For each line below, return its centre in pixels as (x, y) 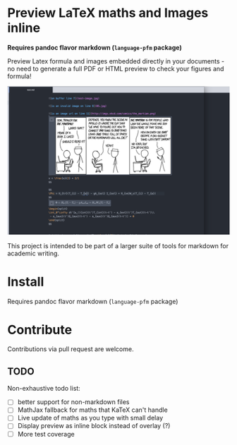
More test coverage (46, 434)
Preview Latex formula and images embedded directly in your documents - (116, 61)
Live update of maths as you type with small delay (90, 418)
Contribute (40, 330)
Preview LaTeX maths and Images (108, 13)
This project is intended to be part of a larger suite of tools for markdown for (118, 245)
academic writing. (34, 253)
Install (26, 282)
